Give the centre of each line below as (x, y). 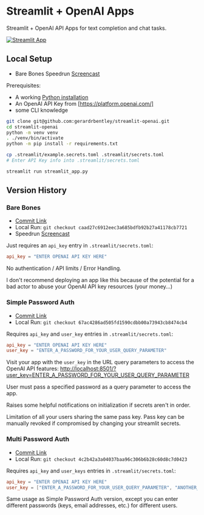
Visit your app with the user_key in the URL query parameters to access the (100, 362)
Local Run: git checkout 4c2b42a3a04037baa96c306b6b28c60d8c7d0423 (101, 459)
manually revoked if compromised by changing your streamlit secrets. (93, 423)
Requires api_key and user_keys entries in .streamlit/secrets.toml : (91, 471)
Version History (36, 191)
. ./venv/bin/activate (35, 138)
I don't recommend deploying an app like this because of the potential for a (100, 280)
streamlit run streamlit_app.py (47, 171)
